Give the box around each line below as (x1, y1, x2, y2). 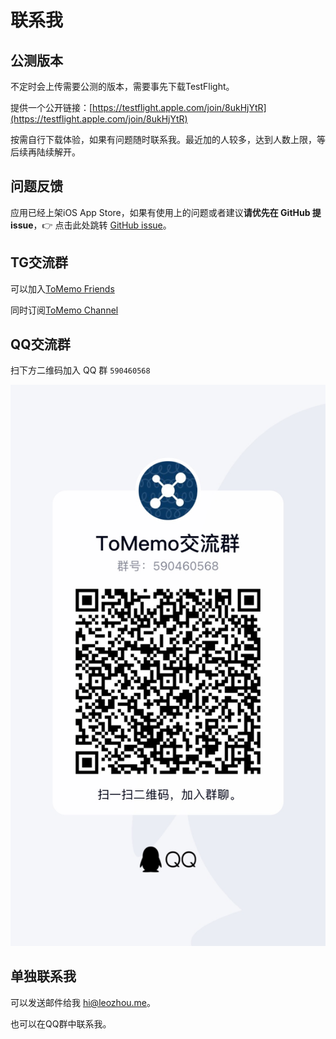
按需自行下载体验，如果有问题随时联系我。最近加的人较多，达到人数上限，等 (10, 134, 326, 145)
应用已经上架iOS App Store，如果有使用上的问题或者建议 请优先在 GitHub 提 (10, 206, 322, 218)
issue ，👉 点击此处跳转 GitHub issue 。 (10, 219, 172, 231)
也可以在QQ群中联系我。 (10, 1017, 112, 1030)
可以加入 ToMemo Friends (10, 282, 115, 295)
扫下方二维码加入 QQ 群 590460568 (10, 364, 151, 376)
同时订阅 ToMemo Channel (10, 304, 119, 316)
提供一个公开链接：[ (10, 102, 93, 113)
